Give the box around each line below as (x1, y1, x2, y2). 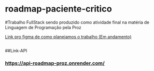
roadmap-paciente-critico (5, 3, 112, 14)
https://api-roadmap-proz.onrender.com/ (5, 60, 105, 67)
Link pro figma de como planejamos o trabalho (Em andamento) (5, 34, 132, 40)
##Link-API (5, 48, 28, 54)
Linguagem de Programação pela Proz (5, 24, 82, 30)
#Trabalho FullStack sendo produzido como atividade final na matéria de (5, 19, 150, 25)
